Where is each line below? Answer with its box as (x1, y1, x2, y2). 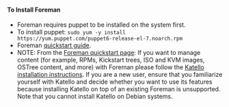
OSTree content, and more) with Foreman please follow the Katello (16, 63, 204, 71)
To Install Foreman (7, 5, 61, 14)
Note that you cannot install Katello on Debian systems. (16, 93, 173, 101)
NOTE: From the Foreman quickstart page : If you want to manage (16, 49, 201, 57)
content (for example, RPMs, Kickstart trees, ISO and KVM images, (16, 56, 205, 64)
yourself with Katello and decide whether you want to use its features (16, 78, 213, 86)
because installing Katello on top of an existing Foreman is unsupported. (16, 85, 221, 93)
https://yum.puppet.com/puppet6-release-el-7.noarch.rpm (16, 35, 183, 43)
